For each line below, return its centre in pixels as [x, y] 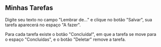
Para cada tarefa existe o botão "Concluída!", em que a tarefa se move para [81, 34]
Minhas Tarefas [29, 8]
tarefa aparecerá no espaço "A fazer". [43, 25]
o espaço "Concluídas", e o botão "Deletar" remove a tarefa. [65, 39]
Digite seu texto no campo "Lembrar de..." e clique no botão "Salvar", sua [79, 19]
